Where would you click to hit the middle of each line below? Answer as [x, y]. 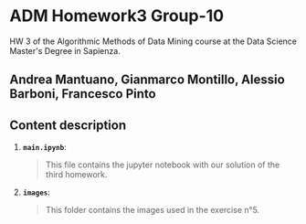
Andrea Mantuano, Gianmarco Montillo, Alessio [147, 80]
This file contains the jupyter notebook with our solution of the [163, 165]
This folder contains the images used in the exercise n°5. [153, 210]
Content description [68, 125]
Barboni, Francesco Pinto [83, 94]
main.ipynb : [44, 147]
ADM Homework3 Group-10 [117, 16]
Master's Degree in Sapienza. [65, 50]
